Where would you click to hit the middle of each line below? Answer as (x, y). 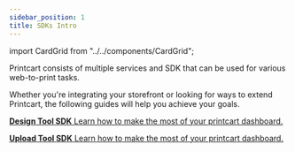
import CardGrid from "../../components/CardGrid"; (102, 50)
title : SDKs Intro (43, 26)
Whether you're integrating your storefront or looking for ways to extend (141, 95)
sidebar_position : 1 (47, 17)
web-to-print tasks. (44, 77)
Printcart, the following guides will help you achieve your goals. (124, 103)
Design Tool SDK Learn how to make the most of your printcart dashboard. (146, 121)
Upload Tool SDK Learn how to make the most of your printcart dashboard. (146, 138)
